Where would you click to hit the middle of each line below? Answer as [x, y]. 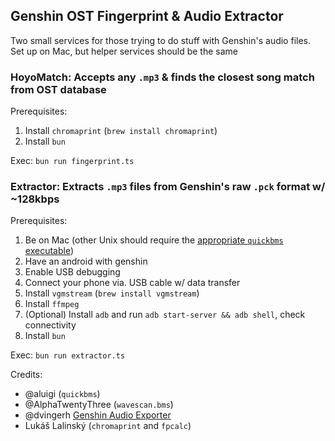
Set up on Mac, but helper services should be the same [124, 51]
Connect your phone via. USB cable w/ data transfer [132, 283]
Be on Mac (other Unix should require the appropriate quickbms [154, 240]
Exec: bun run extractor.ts [68, 355]
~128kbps [35, 199]
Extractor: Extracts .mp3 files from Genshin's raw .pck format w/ [168, 187]
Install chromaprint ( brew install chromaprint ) [121, 131]
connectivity [50, 325]
